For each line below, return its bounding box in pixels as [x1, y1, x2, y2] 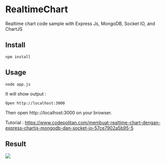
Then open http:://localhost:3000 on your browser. [5, 109, 112, 115]
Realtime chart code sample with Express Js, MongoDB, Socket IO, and [5, 20, 155, 27]
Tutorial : [5, 119, 24, 126]
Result [5, 139, 27, 148]
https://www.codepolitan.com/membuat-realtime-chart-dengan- [25, 119, 161, 126]
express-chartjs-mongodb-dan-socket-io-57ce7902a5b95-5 [5, 125, 134, 131]
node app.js [5, 82, 31, 87]
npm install [5, 54, 31, 59]
